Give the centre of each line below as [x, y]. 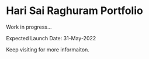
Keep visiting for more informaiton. [48, 49]
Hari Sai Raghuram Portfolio [74, 11]
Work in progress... [29, 27]
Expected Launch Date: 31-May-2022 [51, 38]
